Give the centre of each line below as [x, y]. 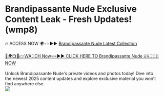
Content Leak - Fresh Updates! [68, 19]
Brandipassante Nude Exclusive [71, 9]
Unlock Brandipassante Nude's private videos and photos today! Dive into [79, 73]
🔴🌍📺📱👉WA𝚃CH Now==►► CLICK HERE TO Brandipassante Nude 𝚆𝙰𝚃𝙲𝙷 [82, 56]
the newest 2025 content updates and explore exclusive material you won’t [81, 78]
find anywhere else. [25, 83]
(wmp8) [21, 30]
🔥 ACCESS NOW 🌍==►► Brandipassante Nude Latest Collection [71, 43]
